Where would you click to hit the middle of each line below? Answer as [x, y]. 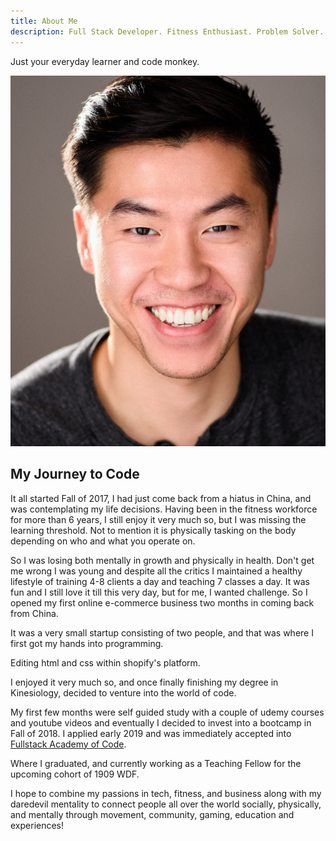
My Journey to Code [75, 474]
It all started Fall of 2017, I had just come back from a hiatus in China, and [161, 498]
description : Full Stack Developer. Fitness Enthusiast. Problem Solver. [167, 31]
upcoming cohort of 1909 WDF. [75, 774]
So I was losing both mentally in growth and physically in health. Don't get [162, 560]
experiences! [37, 825]
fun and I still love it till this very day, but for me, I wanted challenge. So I [159, 592]
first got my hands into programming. [87, 643]
